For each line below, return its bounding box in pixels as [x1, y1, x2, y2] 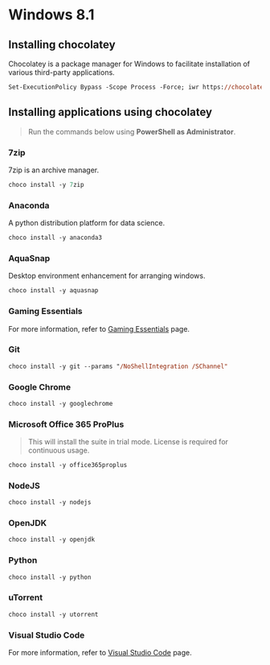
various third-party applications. [8, 68, 115, 77]
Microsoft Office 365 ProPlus [8, 419, 125, 430]
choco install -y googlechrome [8, 399, 113, 407]
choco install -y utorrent [8, 610, 99, 618]
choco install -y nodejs [8, 498, 92, 506]
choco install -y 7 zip [8, 180, 84, 188]
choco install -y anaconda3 [8, 233, 103, 242]
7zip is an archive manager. [8, 165, 100, 175]
